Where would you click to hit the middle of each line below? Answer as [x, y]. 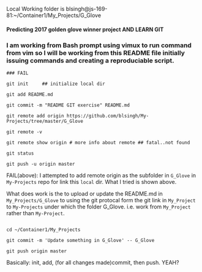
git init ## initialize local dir [56, 84]
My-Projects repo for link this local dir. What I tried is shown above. [92, 182]
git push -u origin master [41, 164]
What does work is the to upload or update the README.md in [85, 193]
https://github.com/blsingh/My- [108, 116]
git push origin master [37, 251]
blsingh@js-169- [87, 9]
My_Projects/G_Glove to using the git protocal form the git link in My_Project [101, 200]
